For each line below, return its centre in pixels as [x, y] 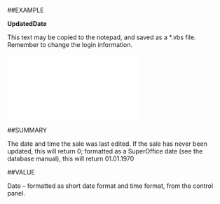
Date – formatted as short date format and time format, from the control [110, 186]
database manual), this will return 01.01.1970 [71, 158]
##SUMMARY [27, 130]
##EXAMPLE [26, 10]
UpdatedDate [27, 23]
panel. [16, 193]
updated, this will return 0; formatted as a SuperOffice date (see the [105, 151]
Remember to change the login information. [70, 45]
